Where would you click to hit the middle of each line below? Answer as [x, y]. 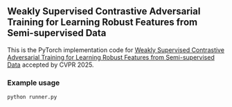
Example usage [34, 83]
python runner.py [32, 97]
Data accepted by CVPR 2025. [51, 65]
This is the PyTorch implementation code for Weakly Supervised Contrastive [116, 50]
